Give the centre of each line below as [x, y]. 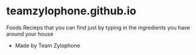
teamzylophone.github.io [71, 11]
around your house [30, 33]
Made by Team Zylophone [47, 45]
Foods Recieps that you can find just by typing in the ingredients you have [98, 27]
